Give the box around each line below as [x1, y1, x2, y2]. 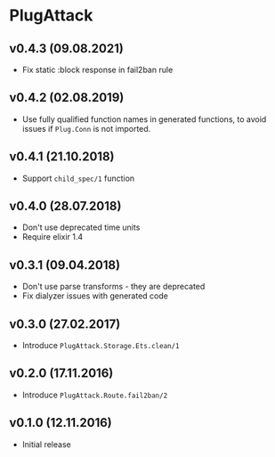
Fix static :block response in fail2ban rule [21, 64, 174, 75]
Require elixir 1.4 [21, 232, 84, 242]
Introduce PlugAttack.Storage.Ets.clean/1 [21, 340, 180, 351]
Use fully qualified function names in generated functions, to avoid [21, 113, 267, 125]
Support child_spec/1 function [21, 173, 135, 184]
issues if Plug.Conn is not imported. [21, 123, 151, 134]
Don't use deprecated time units [21, 222, 141, 233]
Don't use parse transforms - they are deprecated [21, 282, 206, 292]
